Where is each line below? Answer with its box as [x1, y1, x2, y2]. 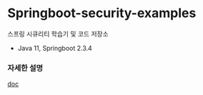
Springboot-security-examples [7, 5, 197, 21]
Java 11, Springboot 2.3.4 [17, 44, 93, 52]
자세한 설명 [7, 63, 44, 73]
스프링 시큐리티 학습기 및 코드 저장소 [7, 29, 109, 38]
